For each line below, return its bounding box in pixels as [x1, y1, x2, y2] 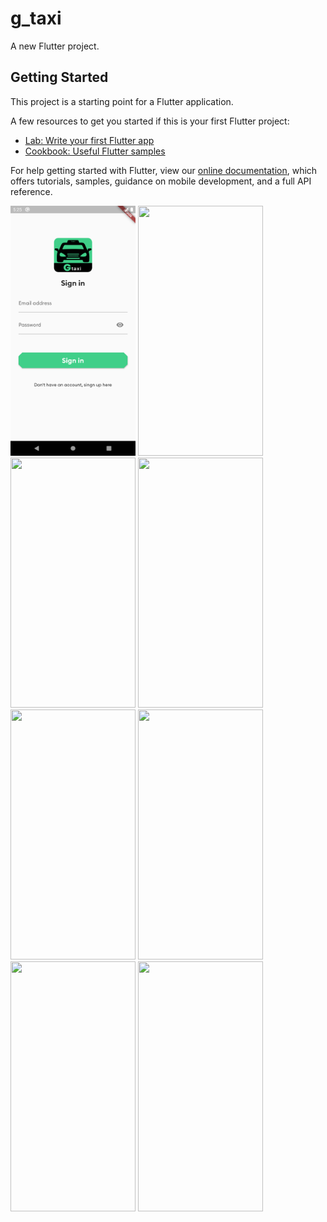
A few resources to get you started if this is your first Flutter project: [10, 115, 290, 127]
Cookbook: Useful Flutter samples [24, 145, 166, 157]
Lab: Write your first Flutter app [24, 134, 155, 146]
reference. [10, 185, 53, 197]
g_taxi [10, 7, 62, 30]
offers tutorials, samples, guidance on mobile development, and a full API [10, 175, 312, 187]
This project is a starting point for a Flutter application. [10, 95, 234, 107]
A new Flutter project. [10, 40, 100, 52]
